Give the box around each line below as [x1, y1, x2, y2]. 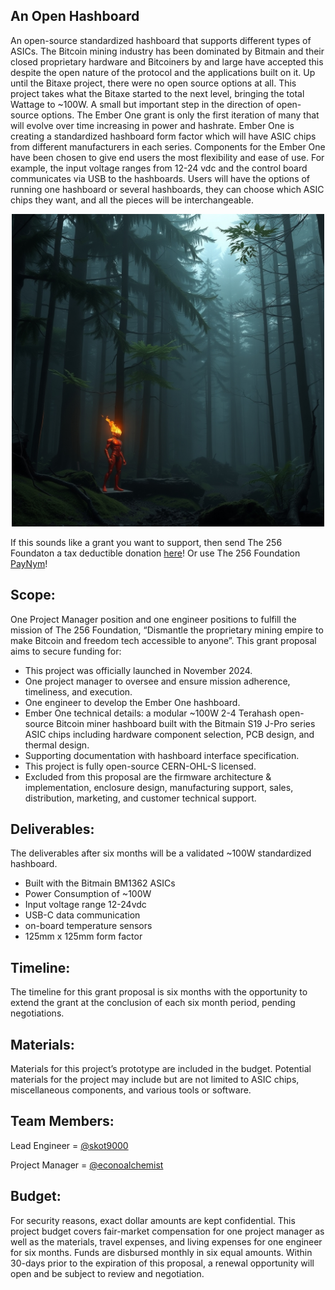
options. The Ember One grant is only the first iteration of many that [41, 109, 320, 121]
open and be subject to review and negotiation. [10, 1267, 205, 1279]
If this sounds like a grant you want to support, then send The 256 [10, 536, 283, 548]
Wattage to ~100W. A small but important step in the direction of [10, 98, 275, 110]
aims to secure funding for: [10, 645, 122, 657]
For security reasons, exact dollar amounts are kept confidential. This [10, 1214, 296, 1226]
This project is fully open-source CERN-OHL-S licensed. [24, 760, 257, 772]
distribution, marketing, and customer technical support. [24, 792, 257, 804]
